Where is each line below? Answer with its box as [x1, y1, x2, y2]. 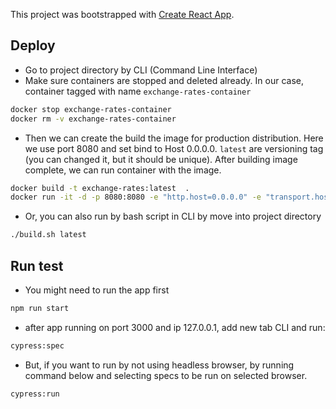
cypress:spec [10, 340, 65, 351]
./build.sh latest [10, 230, 87, 240]
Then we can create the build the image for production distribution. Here [24, 132, 324, 144]
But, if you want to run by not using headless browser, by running [24, 359, 295, 371]
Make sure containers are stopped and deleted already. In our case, [24, 74, 305, 86]
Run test [10, 257, 64, 274]
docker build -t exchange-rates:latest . [10, 183, 190, 193]
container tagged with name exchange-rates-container [24, 85, 252, 97]
